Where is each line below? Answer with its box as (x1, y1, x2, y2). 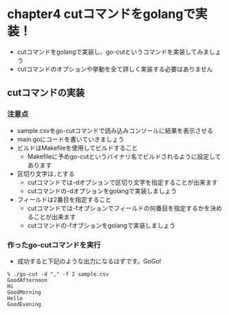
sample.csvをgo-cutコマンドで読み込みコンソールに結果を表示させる (17, 126, 214, 134)
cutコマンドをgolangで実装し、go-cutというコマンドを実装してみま (17, 48, 210, 56)
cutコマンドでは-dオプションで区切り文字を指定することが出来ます (27, 178, 218, 186)
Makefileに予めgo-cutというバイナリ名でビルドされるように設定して (27, 152, 221, 161)
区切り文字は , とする (17, 170, 75, 178)
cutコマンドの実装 (7, 87, 85, 99)
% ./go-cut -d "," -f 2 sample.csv (7, 270, 109, 278)
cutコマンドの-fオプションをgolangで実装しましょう (27, 221, 176, 230)
